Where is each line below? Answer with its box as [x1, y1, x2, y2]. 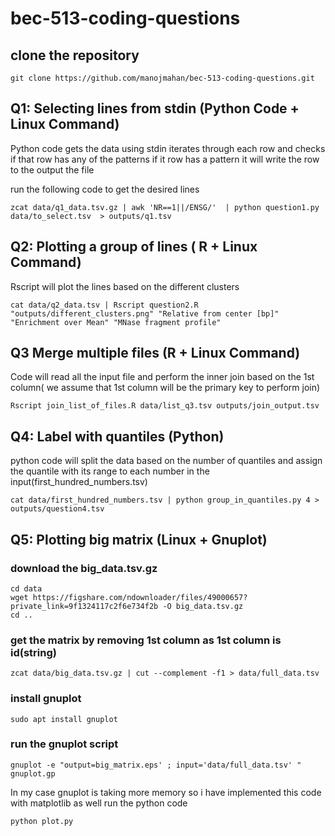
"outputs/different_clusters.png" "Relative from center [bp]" [10, 308, 280, 319]
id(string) [10, 645, 57, 659]
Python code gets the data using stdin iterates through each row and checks [10, 142, 326, 154]
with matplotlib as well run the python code [10, 797, 188, 809]
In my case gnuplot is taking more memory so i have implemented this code [10, 786, 322, 798]
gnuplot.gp [10, 768, 56, 779]
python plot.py [10, 816, 74, 826]
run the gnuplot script [10, 737, 119, 751]
